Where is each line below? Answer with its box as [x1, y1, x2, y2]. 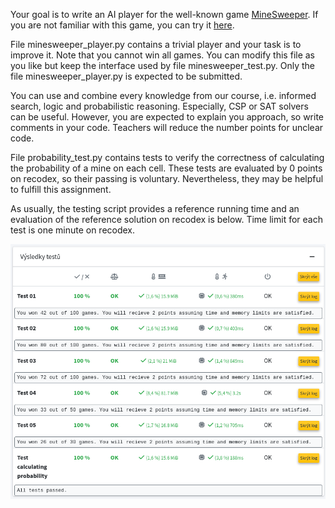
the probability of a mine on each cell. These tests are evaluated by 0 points [10, 162, 323, 174]
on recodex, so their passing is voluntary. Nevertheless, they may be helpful [10, 173, 324, 184]
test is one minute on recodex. [10, 224, 136, 236]
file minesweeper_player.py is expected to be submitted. [10, 70, 243, 82]
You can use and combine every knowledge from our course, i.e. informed [10, 90, 317, 101]
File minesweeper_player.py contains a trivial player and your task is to [10, 39, 302, 50]
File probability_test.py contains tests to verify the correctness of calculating [10, 152, 325, 163]
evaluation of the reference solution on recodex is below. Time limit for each [10, 214, 323, 225]
